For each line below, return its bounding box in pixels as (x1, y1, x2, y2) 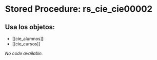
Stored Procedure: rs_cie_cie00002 (5, 3, 153, 15)
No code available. (5, 50, 43, 56)
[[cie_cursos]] (12, 41, 40, 47)
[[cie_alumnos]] (12, 36, 44, 41)
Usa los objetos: (5, 23, 55, 31)
